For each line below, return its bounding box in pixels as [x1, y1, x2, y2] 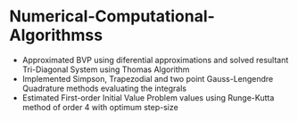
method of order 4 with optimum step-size [21, 101, 178, 112]
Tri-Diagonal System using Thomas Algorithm [21, 64, 190, 75]
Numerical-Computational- [9, 6, 216, 27]
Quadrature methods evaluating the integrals [21, 83, 187, 93]
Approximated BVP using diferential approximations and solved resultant [21, 54, 289, 65]
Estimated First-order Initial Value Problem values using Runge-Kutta [21, 92, 275, 103]
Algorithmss [9, 25, 103, 45]
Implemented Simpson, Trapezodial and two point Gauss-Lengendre [21, 73, 274, 84]
